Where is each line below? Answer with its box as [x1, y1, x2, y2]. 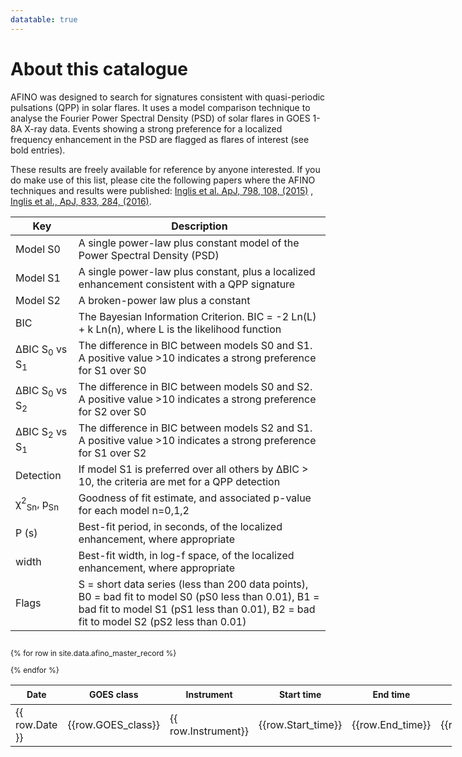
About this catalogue [10, 57, 188, 80]
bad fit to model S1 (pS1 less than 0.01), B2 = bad [78, 602, 316, 616]
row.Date [15, 718, 58, 732]
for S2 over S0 [78, 404, 147, 418]
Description [171, 219, 228, 233]
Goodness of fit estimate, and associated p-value [78, 491, 312, 505]
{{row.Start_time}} [258, 718, 343, 732]
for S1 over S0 [78, 363, 147, 377]
